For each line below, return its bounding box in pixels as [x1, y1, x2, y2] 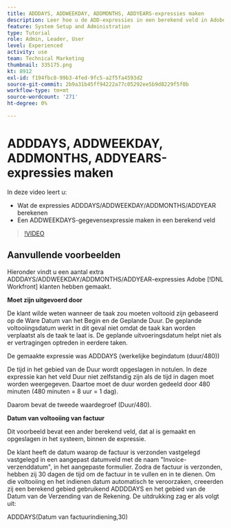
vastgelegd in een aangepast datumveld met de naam [7, 455, 159, 463]
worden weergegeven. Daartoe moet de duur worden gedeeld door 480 [7, 380, 211, 388]
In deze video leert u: [7, 188, 67, 196]
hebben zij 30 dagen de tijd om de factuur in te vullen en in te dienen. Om [7, 470, 215, 478]
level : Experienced [7, 42, 63, 49]
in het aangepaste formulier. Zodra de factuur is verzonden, [54, 462, 223, 471]
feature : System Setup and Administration [7, 23, 131, 30]
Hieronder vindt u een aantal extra [7, 267, 104, 276]
